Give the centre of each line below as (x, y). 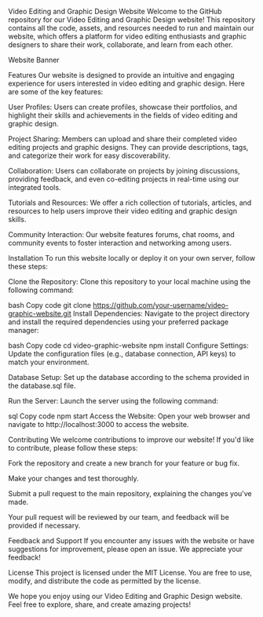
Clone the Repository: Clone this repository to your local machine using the (130, 281)
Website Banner (34, 60)
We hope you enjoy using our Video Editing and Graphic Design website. (126, 596)
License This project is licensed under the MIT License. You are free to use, (130, 573)
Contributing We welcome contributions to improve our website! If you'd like (131, 440)
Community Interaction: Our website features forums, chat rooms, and (122, 234)
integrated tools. (35, 187)
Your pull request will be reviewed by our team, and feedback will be (119, 517)
